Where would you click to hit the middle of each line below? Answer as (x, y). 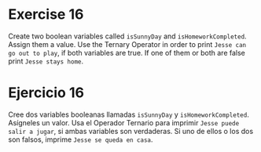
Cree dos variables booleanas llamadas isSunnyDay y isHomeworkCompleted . (129, 114)
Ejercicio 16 (46, 93)
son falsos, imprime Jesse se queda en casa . (81, 139)
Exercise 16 (46, 14)
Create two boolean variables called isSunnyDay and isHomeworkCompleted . (127, 36)
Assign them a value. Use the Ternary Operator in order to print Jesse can (127, 44)
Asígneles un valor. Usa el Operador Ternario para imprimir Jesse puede (124, 122)
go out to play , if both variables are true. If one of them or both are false (127, 52)
